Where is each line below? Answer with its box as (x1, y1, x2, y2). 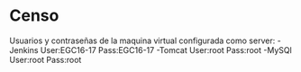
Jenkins (9, 44, 39, 55)
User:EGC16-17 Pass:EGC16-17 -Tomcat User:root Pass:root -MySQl (40, 44, 293, 55)
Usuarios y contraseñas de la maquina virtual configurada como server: (9, 35, 276, 46)
